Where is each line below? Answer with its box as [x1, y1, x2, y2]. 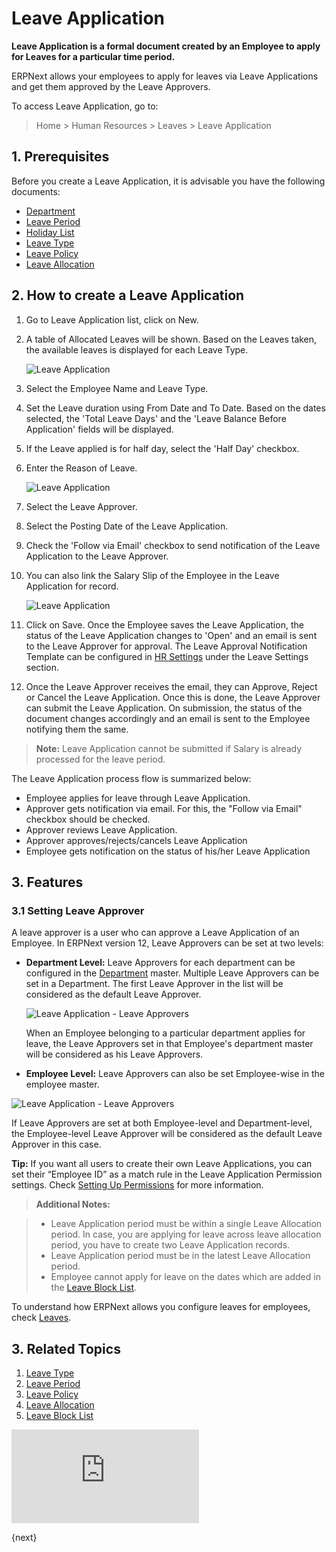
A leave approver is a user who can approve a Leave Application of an [11, 927, 300, 939]
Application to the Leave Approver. [25, 550, 169, 562]
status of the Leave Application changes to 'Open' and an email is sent [25, 629, 318, 641]
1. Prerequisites [11, 148, 110, 166]
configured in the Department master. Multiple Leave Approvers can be [25, 967, 320, 979]
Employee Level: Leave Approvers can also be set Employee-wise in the [25, 1068, 325, 1080]
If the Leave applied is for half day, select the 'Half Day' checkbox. [25, 442, 300, 454]
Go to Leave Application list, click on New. [25, 313, 199, 326]
